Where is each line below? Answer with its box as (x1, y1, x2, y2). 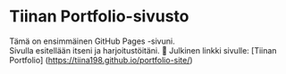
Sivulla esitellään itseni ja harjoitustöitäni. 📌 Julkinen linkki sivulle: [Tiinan (9, 45, 277, 55)
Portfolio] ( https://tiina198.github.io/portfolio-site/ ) (9, 54, 194, 65)
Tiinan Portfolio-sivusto (9, 6, 189, 27)
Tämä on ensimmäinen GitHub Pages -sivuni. (9, 36, 176, 46)
